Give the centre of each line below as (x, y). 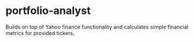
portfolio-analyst (48, 11)
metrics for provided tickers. (40, 33)
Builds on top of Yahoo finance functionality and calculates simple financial (97, 27)
